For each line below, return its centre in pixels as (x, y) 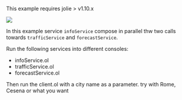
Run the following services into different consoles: (67, 49)
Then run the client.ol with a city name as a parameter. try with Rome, (91, 84)
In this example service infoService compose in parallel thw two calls (91, 31)
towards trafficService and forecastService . (62, 37)
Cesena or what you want (38, 91)
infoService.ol (32, 60)
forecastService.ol (37, 73)
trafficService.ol (34, 67)
